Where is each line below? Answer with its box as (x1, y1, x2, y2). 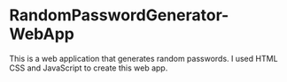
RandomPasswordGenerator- (9, 5, 229, 26)
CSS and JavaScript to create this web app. (9, 63, 168, 73)
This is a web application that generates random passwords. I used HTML (9, 53, 278, 63)
